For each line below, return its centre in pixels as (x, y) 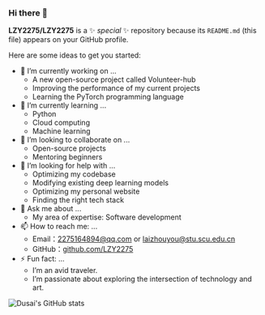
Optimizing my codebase (74, 174)
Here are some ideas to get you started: (75, 55)
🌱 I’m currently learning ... (63, 105)
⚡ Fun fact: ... (42, 259)
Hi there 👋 (28, 13)
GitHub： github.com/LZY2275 (83, 249)
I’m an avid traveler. (65, 270)
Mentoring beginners (67, 157)
